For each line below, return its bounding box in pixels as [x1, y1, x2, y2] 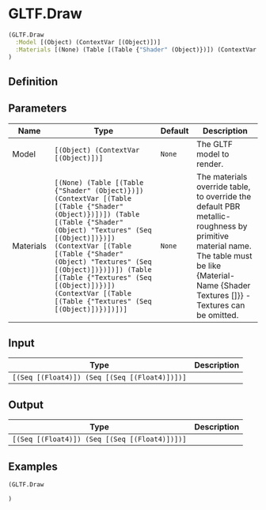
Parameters [8, 102, 67, 115]
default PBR [196, 201, 241, 212]
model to [196, 148, 230, 159]
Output [8, 398, 44, 411]
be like [196, 260, 222, 271]
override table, [196, 181, 251, 192]
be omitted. [196, 309, 239, 320]
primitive [196, 230, 230, 241]
